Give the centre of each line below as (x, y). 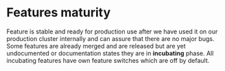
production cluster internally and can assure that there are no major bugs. (110, 38)
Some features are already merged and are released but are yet (96, 46)
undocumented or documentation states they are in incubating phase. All (110, 53)
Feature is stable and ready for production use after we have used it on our (112, 31)
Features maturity (59, 13)
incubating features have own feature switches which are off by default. (108, 60)
